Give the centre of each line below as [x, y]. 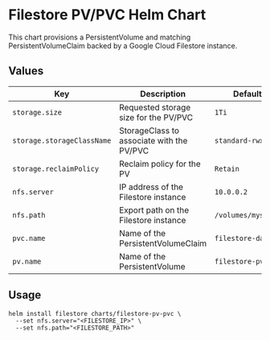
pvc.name [29, 238]
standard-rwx [239, 140]
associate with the [153, 140]
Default [247, 93]
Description [163, 93]
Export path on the [154, 209]
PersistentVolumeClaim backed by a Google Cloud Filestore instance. [123, 45]
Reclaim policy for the [160, 164]
